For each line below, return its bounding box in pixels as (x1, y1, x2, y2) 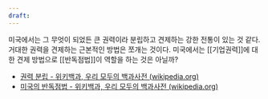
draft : (8, 11, 30, 20)
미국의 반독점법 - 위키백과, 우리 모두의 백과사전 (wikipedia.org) (19, 81, 219, 91)
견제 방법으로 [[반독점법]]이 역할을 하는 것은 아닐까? (16, 54, 179, 64)
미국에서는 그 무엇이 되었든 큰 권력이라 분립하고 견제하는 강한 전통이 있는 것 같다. (8, 34, 261, 44)
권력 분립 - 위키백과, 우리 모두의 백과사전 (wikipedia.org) (19, 71, 199, 81)
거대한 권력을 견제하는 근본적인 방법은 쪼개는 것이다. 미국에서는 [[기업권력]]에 (8, 45, 250, 54)
